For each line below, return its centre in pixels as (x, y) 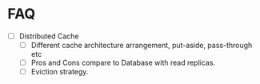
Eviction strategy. (60, 72)
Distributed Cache (49, 36)
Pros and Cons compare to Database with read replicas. (123, 63)
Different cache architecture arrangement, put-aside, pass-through (142, 45)
